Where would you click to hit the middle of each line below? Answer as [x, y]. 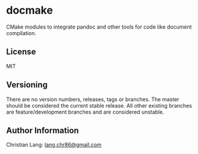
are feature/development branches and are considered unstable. [85, 112]
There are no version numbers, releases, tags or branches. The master [93, 99]
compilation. [21, 33]
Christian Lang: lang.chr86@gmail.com [54, 145]
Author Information [43, 131]
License [21, 52]
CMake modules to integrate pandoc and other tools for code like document [99, 27]
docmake [30, 10]
